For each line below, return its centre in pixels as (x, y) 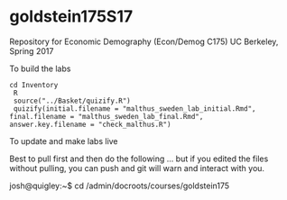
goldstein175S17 (71, 17)
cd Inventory (34, 85)
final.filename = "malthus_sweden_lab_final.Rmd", (106, 116)
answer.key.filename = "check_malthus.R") (90, 124)
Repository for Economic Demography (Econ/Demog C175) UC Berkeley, (144, 41)
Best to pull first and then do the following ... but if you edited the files (139, 159)
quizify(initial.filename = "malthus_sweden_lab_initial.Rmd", (134, 109)
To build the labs (40, 68)
